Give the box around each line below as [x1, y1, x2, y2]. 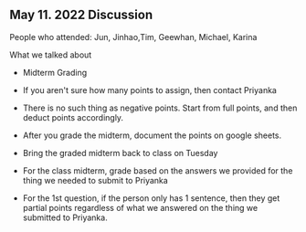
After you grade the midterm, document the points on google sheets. [22, 130, 282, 141]
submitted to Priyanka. [22, 212, 108, 223]
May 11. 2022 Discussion [9, 7, 153, 23]
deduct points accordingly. [22, 111, 124, 122]
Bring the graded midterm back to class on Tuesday [22, 147, 218, 158]
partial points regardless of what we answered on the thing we [22, 202, 259, 213]
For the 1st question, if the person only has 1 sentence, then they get [22, 192, 280, 204]
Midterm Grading [22, 67, 88, 78]
